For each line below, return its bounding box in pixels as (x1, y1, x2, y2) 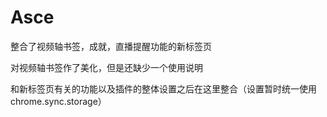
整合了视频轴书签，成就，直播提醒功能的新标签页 (10, 40, 212, 52)
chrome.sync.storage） (10, 95, 107, 107)
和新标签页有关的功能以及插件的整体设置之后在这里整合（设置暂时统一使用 (10, 82, 317, 95)
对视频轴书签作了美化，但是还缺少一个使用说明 (10, 61, 203, 73)
